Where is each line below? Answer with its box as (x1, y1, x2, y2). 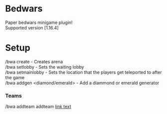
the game (5, 74, 25, 80)
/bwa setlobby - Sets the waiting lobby (5, 64, 84, 70)
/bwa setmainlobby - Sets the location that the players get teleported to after (5, 69, 163, 75)
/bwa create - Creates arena (5, 58, 63, 65)
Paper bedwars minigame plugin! (5, 19, 73, 25)
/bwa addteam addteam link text (5, 104, 72, 110)
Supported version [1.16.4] (5, 24, 59, 30)
